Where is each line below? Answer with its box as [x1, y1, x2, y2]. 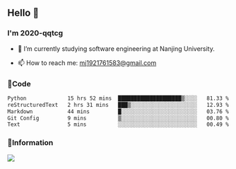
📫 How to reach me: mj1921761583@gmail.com [17, 58, 157, 67]
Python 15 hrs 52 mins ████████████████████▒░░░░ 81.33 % [7, 95, 230, 102]
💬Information [7, 138, 54, 148]
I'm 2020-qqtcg [7, 28, 64, 38]
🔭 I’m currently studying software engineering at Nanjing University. [17, 44, 216, 53]
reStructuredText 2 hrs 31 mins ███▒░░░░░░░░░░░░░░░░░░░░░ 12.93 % [7, 101, 230, 108]
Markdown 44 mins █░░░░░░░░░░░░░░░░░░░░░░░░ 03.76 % [7, 107, 230, 115]
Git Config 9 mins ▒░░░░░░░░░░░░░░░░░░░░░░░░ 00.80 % [7, 115, 230, 122]
